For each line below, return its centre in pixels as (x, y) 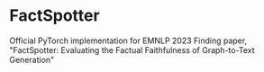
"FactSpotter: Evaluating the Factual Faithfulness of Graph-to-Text (132, 49)
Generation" (32, 59)
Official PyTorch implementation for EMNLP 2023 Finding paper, (128, 40)
